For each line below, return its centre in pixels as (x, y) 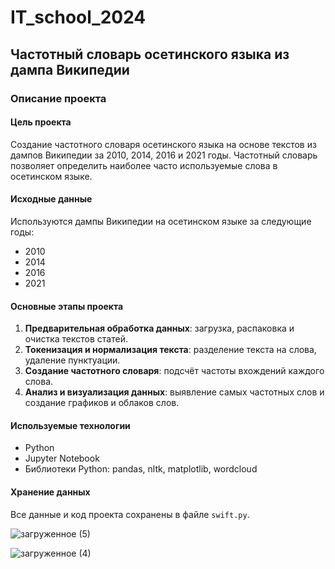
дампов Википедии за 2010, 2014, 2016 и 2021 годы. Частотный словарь (164, 155)
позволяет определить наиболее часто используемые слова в (144, 165)
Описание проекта (58, 98)
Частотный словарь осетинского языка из (150, 54)
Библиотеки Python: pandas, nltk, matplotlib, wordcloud (141, 469)
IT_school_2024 (78, 17)
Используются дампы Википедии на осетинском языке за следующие (161, 221)
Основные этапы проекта (67, 306)
